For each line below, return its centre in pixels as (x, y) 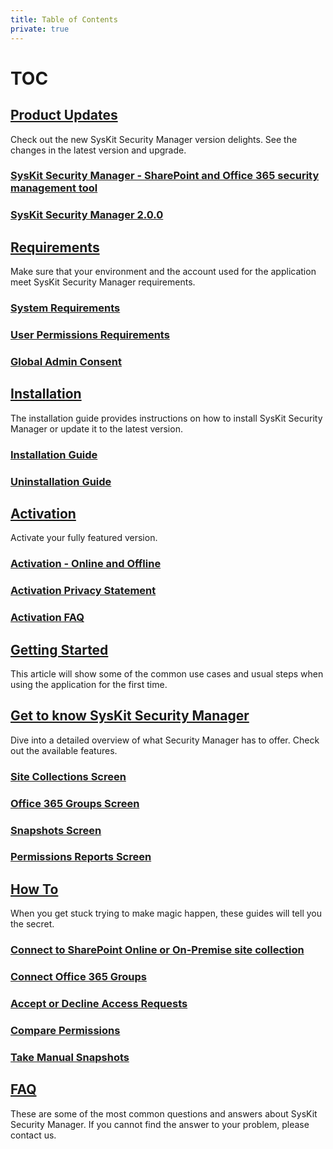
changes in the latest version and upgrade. (98, 150)
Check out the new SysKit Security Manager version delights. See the (154, 139)
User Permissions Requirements (90, 334)
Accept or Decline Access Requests (99, 1004)
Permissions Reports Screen (81, 857)
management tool (54, 188)
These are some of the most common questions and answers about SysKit (164, 1113)
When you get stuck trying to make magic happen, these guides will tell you (166, 913)
